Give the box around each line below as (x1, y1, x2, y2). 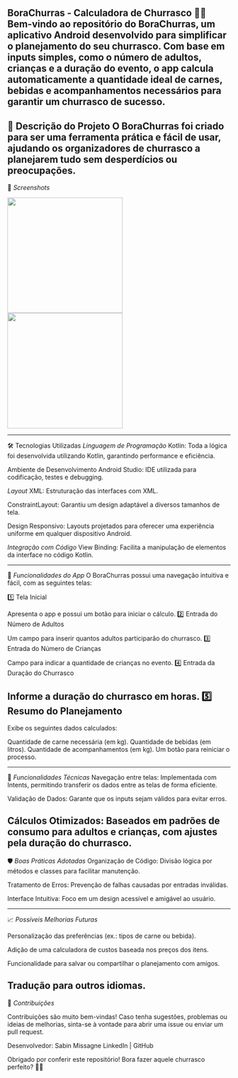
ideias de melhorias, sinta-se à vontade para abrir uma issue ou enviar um (7, 1020, 224, 1028)
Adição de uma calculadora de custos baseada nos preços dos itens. (7, 945, 209, 954)
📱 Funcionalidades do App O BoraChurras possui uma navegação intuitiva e (7, 571, 229, 580)
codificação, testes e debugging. (7, 473, 104, 482)
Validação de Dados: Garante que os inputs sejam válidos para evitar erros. (7, 794, 227, 803)
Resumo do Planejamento (7, 705, 123, 717)
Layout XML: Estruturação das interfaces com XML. (7, 487, 159, 495)
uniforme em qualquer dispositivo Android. (7, 529, 132, 538)
